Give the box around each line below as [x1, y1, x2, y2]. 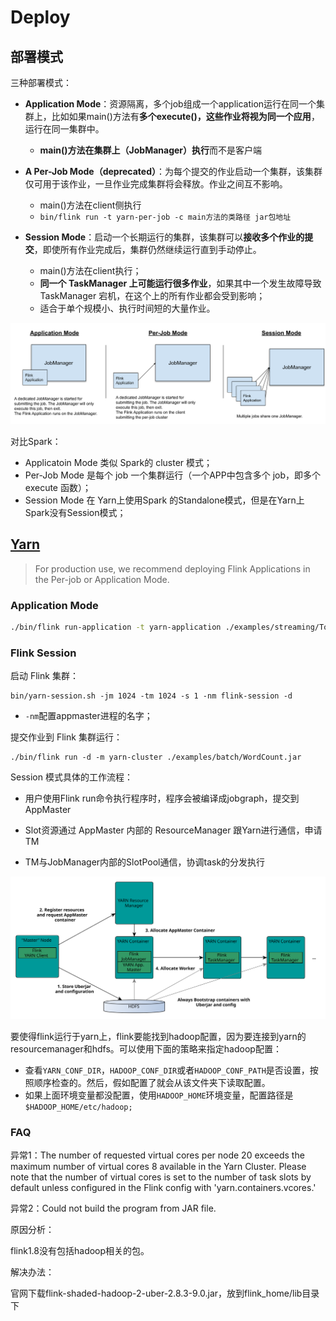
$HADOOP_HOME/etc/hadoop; [24, 1102, 133, 1113]
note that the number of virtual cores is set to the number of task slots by [10, 1171, 312, 1183]
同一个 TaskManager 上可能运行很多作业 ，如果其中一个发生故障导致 [39, 277, 322, 289]
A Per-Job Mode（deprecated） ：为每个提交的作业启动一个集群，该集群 [24, 166, 323, 177]
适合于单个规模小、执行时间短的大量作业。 [39, 302, 216, 314]
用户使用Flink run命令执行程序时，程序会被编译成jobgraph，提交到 [24, 792, 300, 805]
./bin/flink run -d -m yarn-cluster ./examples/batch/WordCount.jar [10, 752, 302, 763]
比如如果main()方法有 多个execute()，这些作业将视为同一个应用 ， [51, 111, 320, 122]
